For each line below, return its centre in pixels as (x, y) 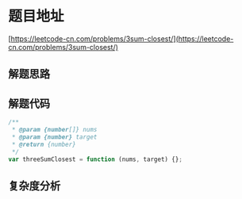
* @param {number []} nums (54, 130)
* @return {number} (44, 144)
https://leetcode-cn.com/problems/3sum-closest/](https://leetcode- (122, 38)
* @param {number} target (54, 137)
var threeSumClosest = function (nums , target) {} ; (95, 159)
